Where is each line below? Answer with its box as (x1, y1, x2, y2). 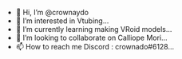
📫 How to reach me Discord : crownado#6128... (15, 42, 175, 51)
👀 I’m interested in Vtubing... (15, 16, 109, 26)
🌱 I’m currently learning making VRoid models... (15, 25, 172, 33)
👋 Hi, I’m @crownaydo (15, 8, 89, 17)
